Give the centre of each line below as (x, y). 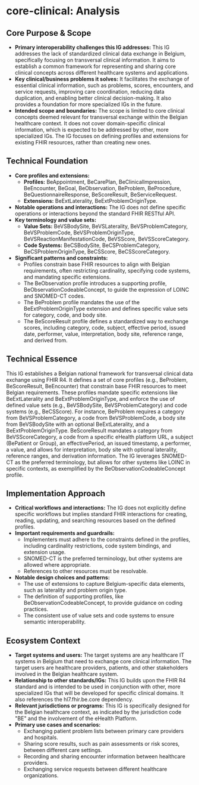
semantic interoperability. (55, 622)
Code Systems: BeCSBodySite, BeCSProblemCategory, (92, 245)
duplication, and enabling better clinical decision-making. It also (93, 98)
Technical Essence (42, 359)
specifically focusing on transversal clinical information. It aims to (95, 60)
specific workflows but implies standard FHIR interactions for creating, (101, 514)
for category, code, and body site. (65, 315)
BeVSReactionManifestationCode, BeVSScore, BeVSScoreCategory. (107, 239)
